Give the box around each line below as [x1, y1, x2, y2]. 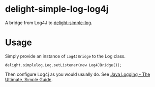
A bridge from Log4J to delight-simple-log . [5, 20, 93, 26]
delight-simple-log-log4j [5, 3, 109, 15]
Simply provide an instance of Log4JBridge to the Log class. [5, 53, 125, 59]
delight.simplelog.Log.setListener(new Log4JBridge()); [5, 62, 122, 67]
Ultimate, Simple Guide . [5, 76, 53, 82]
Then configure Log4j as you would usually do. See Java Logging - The [5, 71, 150, 77]
